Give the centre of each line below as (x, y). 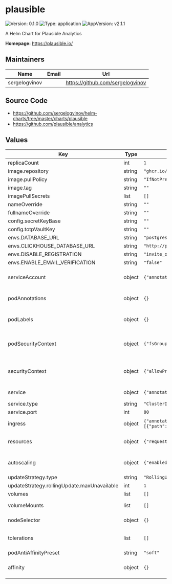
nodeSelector (24, 520)
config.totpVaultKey (31, 230)
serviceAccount (27, 277)
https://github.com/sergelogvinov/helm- (55, 113)
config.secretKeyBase (34, 221)
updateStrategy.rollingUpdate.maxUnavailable (63, 486)
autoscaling (22, 463)
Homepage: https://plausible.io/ (39, 43)
